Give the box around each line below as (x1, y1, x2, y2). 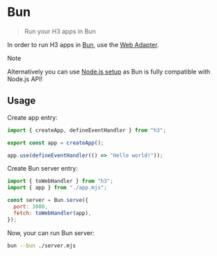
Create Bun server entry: (7, 164, 79, 173)
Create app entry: (7, 113, 58, 121)
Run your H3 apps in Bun (24, 27, 96, 35)
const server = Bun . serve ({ (7, 197, 89, 204)
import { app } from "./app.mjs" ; (7, 185, 108, 191)
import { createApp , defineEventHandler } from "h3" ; (7, 126, 167, 134)
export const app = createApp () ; (7, 139, 104, 146)
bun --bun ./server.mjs (7, 242, 77, 249)
